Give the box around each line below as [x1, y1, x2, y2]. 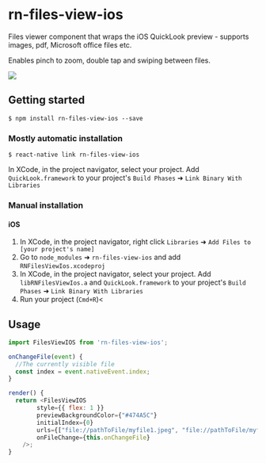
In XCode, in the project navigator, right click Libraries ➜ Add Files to [19, 237, 252, 247]
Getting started [8, 94, 85, 107]
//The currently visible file [15, 360, 115, 368]
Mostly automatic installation [8, 132, 123, 143]
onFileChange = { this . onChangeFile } [36, 434, 150, 442]
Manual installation [8, 200, 84, 211]
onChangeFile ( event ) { [8, 353, 83, 361]
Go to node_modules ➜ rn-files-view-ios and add [19, 252, 181, 262]
